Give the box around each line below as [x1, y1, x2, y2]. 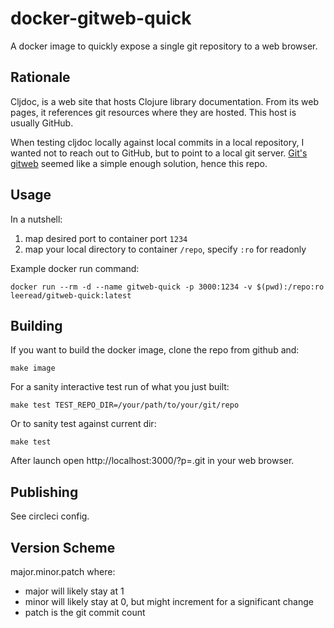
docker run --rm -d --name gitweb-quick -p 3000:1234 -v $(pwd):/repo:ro [10, 282, 325, 292]
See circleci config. [10, 510, 90, 522]
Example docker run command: [10, 262, 140, 274]
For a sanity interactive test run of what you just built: [10, 381, 230, 393]
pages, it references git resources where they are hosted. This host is [10, 106, 297, 118]
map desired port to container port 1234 [24, 232, 188, 244]
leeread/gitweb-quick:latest [10, 290, 132, 301]
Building [10, 317, 63, 334]
